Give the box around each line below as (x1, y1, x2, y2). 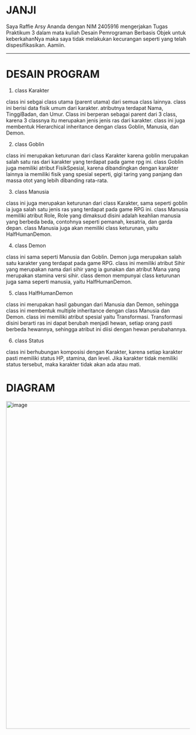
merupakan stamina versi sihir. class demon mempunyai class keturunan (6, 272, 180, 279)
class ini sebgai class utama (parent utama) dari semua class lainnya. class (6, 98, 186, 105)
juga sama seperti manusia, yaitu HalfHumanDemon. (6, 278, 132, 285)
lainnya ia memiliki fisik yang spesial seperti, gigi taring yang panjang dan (6, 170, 183, 177)
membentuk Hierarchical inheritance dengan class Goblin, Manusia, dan (6, 123, 179, 130)
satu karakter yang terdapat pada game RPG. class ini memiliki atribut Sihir (6, 259, 185, 266)
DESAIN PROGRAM (6, 68, 100, 81)
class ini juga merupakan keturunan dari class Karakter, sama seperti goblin (6, 200, 188, 207)
